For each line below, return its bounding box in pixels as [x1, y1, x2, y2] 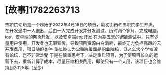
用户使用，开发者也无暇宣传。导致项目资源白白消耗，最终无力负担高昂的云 [9, 40, 161, 46]
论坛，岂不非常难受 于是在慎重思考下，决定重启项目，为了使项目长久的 [9, 52, 154, 58]
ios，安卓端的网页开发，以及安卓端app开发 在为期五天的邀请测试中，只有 [5, 34, 155, 40]
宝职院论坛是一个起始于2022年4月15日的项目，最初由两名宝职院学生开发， [5, 22, 157, 27]
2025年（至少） [13, 64, 46, 70]
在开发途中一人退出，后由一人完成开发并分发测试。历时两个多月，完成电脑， [5, 27, 161, 33]
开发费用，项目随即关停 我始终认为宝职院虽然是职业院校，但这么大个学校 [5, 46, 154, 52]
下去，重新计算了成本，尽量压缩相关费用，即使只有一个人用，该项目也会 [9, 58, 157, 64]
